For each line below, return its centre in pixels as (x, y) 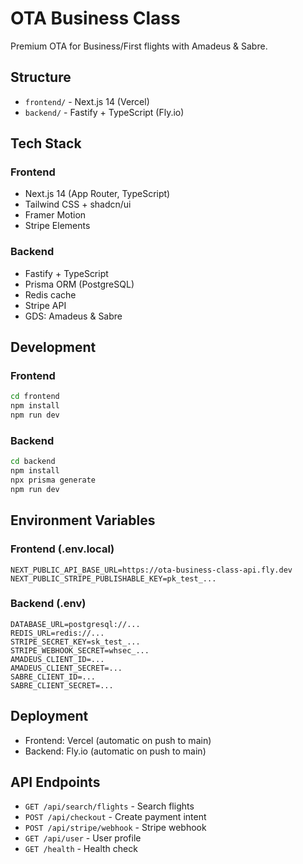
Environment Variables (83, 520)
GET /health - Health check (81, 849)
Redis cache (50, 294)
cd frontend (35, 397)
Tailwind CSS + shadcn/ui (78, 204)
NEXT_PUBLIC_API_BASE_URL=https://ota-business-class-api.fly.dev (151, 570)
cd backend (33, 462)
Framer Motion (55, 215)
